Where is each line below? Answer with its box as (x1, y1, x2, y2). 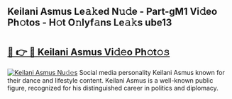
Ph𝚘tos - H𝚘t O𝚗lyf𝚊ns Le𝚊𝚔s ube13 (7, 17, 172, 29)
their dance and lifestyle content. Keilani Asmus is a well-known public (7, 76, 214, 84)
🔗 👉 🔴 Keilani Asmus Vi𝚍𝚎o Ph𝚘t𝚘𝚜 (7, 46, 170, 58)
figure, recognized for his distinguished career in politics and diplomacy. (7, 84, 219, 92)
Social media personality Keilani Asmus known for (79, 69, 225, 76)
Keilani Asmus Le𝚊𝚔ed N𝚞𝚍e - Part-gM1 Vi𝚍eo (7, 6, 218, 18)
